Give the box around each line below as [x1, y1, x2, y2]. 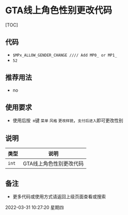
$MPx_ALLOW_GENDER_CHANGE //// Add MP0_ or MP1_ [12, 52, 117, 58]
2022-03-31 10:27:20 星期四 [5, 204, 64, 210]
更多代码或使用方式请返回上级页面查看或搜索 [12, 194, 106, 199]
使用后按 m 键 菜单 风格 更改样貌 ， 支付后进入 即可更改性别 [12, 118, 123, 124]
